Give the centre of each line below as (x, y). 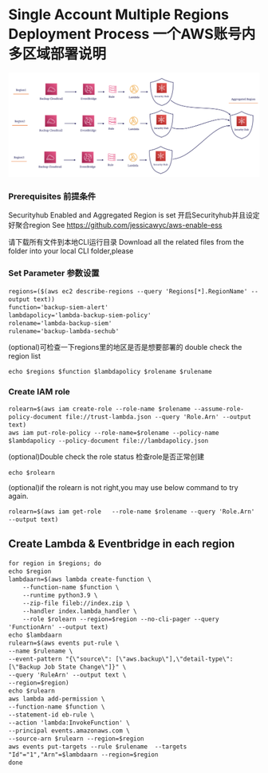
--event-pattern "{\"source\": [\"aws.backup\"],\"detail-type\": (121, 659)
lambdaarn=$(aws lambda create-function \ (80, 579)
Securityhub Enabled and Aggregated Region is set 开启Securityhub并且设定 (134, 215)
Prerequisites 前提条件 (52, 197)
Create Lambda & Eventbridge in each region (122, 544)
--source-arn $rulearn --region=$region (77, 739)
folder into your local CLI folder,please (71, 251)
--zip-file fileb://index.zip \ (76, 603)
